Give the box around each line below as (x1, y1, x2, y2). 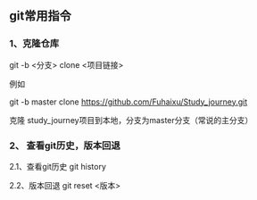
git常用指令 (9, 8, 71, 24)
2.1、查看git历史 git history (9, 161, 107, 171)
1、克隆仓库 (9, 37, 60, 50)
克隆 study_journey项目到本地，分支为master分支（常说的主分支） (9, 114, 253, 125)
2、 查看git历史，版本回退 (9, 139, 120, 152)
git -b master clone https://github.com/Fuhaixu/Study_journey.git (9, 96, 248, 107)
